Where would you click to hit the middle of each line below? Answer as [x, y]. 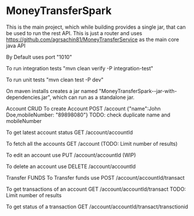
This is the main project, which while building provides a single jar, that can [96, 27]
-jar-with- [165, 91]
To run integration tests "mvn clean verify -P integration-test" [80, 68]
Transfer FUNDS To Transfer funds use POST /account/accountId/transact [95, 177]
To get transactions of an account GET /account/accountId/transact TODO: [96, 189]
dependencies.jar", [29, 97]
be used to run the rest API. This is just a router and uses [74, 33]
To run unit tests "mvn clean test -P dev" [55, 80]
